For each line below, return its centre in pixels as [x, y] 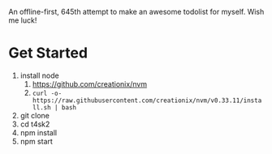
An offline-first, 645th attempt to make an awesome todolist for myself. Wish [136, 12]
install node [39, 75]
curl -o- [47, 93]
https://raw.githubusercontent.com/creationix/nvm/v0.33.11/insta [147, 101]
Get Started [48, 53]
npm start [36, 141]
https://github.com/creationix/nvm [90, 83]
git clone [35, 115]
